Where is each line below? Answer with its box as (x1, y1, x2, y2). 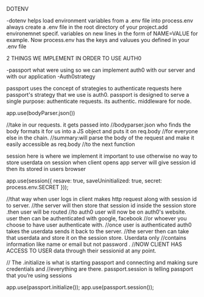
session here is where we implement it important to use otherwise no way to (6, 152, 198, 159)
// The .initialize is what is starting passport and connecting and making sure (6, 259, 198, 266)
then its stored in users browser (6, 166, 86, 172)
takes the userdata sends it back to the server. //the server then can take (6, 228, 189, 235)
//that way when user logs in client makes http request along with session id (6, 195, 197, 203)
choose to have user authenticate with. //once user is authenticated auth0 (6, 222, 192, 228)
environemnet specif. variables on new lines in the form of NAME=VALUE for (6, 30, 198, 37)
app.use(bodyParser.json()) (6, 110, 76, 116)
